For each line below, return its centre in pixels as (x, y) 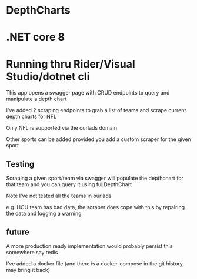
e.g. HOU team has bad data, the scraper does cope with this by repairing (96, 207)
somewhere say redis (32, 252)
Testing (20, 164)
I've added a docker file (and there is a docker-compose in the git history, (95, 263)
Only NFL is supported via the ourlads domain (62, 128)
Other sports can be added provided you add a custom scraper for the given (98, 139)
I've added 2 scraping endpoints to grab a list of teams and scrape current (96, 110)
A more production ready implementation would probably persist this (89, 246)
